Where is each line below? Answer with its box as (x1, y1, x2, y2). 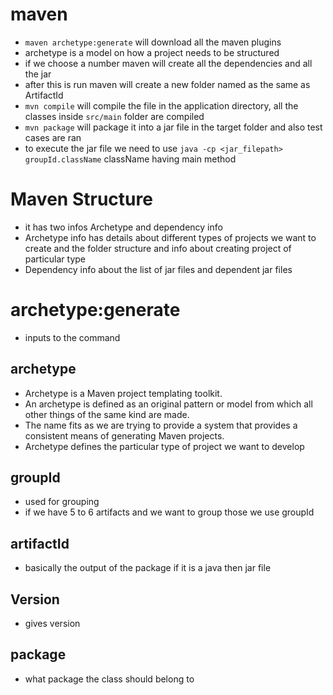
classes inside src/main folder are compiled (24, 110, 205, 122)
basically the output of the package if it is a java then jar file (24, 562, 272, 574)
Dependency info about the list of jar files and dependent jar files (24, 263, 293, 275)
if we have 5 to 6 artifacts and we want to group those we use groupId (24, 506, 315, 518)
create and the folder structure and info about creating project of (24, 242, 292, 254)
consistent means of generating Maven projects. (24, 429, 225, 442)
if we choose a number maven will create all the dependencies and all (24, 57, 313, 69)
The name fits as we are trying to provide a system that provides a (24, 419, 298, 431)
